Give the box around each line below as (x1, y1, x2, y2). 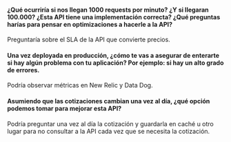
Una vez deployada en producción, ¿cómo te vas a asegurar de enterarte (7, 51, 219, 59)
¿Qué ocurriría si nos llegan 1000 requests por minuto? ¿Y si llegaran (7, 6, 209, 14)
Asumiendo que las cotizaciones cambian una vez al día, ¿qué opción (7, 97, 210, 105)
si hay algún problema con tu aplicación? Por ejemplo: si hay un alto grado (7, 59, 224, 67)
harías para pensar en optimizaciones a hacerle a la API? (7, 20, 173, 28)
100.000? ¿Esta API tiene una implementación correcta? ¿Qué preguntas (7, 12, 221, 21)
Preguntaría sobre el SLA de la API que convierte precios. (7, 35, 170, 44)
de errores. (7, 65, 40, 74)
